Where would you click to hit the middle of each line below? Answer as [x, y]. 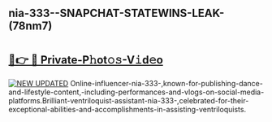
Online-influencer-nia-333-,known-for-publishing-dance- [167, 83]
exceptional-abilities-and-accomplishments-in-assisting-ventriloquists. [127, 109]
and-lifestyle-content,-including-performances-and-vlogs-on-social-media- [136, 92]
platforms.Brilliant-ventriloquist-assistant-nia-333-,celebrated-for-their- [129, 100]
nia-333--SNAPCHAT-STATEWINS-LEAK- [117, 13]
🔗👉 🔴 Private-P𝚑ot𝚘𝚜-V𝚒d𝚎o [86, 60]
